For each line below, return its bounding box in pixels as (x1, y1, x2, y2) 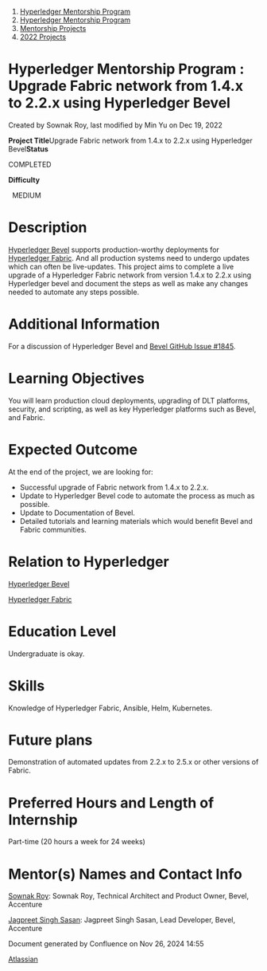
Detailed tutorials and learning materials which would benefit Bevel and (19, 516, 253, 525)
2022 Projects (19, 32, 66, 41)
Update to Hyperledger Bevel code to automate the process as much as (19, 490, 255, 501)
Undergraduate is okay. (8, 649, 85, 658)
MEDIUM (11, 191, 41, 200)
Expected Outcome (8, 440, 137, 458)
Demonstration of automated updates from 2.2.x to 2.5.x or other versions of (8, 757, 259, 767)
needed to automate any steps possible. (8, 287, 140, 297)
